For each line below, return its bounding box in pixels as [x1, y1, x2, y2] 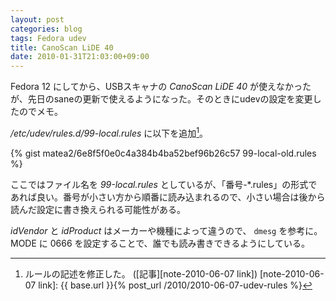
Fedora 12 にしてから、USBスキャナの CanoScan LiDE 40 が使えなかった [10, 81, 312, 93]
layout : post [10, 14, 65, 25]
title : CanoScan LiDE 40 [10, 42, 114, 53]
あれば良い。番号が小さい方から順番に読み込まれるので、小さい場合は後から [10, 191, 326, 203]
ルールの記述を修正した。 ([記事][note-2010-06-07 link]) [24, 267, 258, 280]
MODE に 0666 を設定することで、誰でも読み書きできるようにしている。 [10, 237, 310, 249]
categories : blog [10, 24, 83, 34]
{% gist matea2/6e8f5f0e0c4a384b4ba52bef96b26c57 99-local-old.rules [10, 147, 317, 159]
